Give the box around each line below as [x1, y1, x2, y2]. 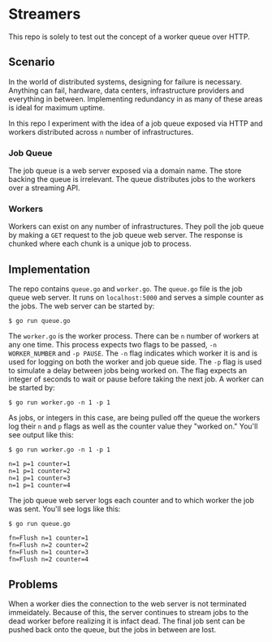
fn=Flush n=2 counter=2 [8, 541, 89, 549]
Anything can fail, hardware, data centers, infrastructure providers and [8, 85, 244, 95]
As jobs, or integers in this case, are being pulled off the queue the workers [8, 413, 261, 423]
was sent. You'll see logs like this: [8, 504, 121, 514]
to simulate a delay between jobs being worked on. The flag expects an [8, 366, 248, 376]
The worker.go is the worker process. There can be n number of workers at [8, 331, 259, 341]
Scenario [8, 55, 55, 69]
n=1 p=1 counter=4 [8, 481, 71, 489]
